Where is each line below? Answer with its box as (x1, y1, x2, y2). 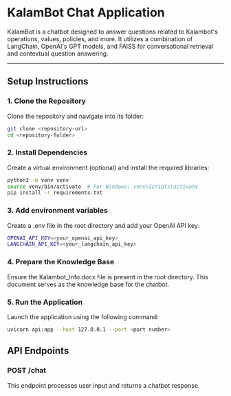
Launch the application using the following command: (7, 312, 159, 321)
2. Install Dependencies (7, 148, 88, 157)
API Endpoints (7, 345, 69, 357)
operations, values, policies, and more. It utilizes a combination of (7, 34, 193, 43)
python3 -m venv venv (7, 176, 69, 183)
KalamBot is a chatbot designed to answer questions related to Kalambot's (7, 27, 219, 36)
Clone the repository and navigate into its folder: (7, 112, 144, 120)
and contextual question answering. (7, 49, 109, 58)
